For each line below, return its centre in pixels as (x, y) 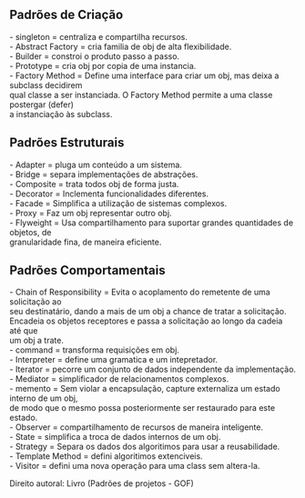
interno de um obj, (44, 398)
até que (24, 331)
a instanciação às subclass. (61, 114)
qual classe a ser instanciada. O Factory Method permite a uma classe (141, 95)
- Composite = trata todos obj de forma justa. (94, 184)
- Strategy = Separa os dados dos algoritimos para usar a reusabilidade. (145, 447)
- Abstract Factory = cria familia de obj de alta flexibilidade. (121, 46)
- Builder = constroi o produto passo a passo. (95, 56)
